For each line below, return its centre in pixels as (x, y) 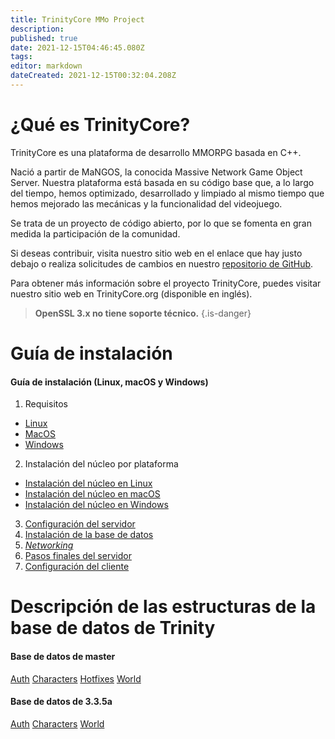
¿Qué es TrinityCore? (100, 125)
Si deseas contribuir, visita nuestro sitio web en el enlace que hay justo (156, 253)
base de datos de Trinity (113, 628)
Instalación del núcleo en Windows (96, 505)
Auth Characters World (57, 723)
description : (37, 29)
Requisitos (46, 404)
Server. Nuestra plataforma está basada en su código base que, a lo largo (162, 182)
